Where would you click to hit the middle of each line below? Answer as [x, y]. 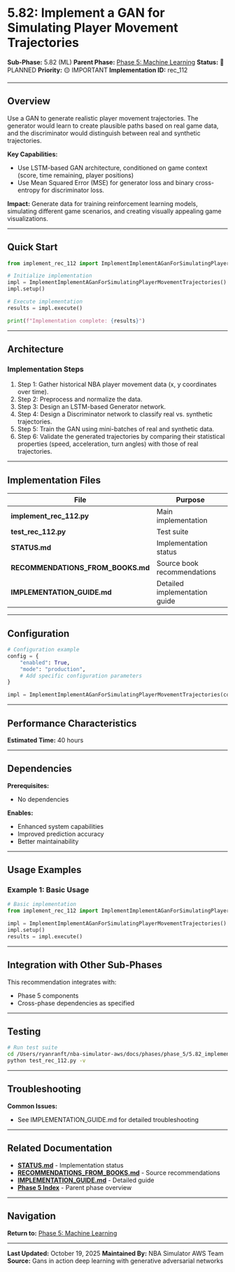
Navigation [31, 1216]
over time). [33, 392]
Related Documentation [60, 1148]
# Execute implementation [45, 302]
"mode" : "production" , [53, 669]
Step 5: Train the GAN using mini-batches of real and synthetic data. [116, 429]
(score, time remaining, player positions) [76, 175]
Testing [24, 1032]
